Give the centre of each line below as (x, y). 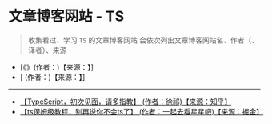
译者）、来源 (47, 50)
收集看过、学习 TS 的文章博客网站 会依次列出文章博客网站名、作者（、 (143, 40)
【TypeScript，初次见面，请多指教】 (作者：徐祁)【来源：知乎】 (126, 102)
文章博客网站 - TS (66, 16)
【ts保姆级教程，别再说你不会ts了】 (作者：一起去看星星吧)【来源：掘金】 (142, 111)
